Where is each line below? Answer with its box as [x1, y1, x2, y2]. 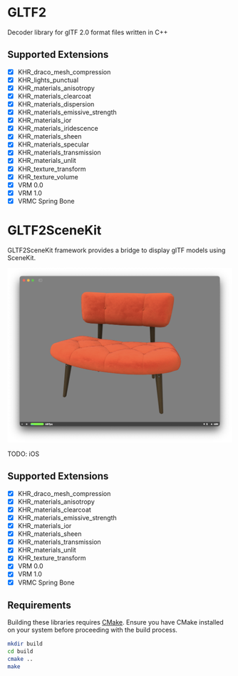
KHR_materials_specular [17, 140, 89, 149]
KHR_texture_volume [17, 172, 78, 181]
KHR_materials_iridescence [17, 124, 98, 133]
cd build [7, 648, 33, 655]
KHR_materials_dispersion [17, 100, 95, 108]
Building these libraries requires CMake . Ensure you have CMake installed [7, 618, 224, 627]
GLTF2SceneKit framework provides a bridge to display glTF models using [7, 246, 226, 254]
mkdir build [7, 640, 43, 647]
